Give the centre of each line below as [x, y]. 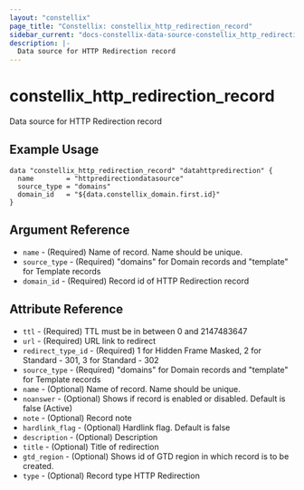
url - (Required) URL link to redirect [89, 341]
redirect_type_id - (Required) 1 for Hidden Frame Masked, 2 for [142, 351]
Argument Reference [70, 231]
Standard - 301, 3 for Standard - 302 [91, 360]
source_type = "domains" [64, 187]
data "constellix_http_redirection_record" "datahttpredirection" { [141, 170]
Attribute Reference [66, 309]
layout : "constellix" [50, 18]
